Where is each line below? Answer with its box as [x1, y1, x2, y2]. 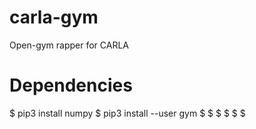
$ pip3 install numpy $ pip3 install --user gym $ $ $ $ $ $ [9, 107, 246, 119]
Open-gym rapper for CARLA [9, 39, 130, 51]
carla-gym [9, 6, 99, 29]
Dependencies [9, 74, 133, 97]
